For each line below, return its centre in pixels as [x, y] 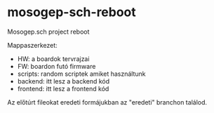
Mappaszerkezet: [32, 45]
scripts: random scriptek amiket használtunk [81, 74]
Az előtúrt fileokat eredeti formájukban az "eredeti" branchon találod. [107, 102]
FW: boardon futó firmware [56, 66]
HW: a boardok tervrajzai [53, 59]
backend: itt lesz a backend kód [63, 81]
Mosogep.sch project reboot [48, 32]
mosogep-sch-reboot [72, 12]
